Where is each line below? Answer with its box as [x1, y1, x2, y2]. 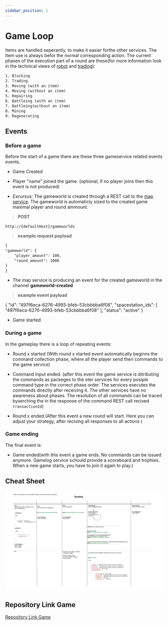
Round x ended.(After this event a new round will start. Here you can [12, 413, 154, 419]
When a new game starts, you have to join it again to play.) [12, 462, 134, 468]
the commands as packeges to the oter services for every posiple [12, 377, 148, 383]
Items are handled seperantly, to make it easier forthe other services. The [5, 47, 157, 53]
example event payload [17, 292, 68, 298]
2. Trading [5, 78, 28, 83]
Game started [12, 317, 41, 323]
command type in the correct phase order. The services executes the [12, 382, 156, 388]
